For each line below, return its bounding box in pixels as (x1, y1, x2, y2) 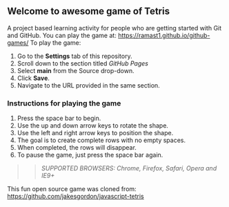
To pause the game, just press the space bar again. (17, 151, 163, 159)
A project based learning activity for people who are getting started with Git (7, 23, 222, 32)
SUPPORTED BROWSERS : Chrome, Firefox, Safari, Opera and (41, 164, 217, 172)
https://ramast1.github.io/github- (118, 31, 210, 39)
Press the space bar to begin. (17, 114, 101, 123)
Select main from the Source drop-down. (17, 66, 135, 75)
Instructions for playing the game (7, 98, 121, 108)
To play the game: (30, 38, 81, 47)
